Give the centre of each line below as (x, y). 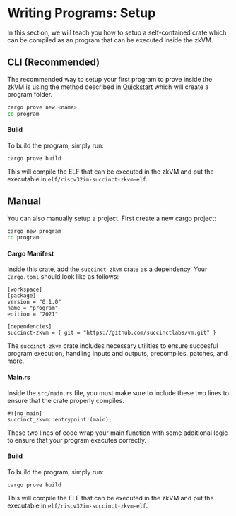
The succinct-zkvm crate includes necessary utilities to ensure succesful (113, 346)
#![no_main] (25, 413)
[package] (22, 296)
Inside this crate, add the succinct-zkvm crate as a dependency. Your (107, 269)
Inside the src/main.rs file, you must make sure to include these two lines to (118, 392)
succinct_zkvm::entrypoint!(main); (60, 419)
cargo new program (34, 231)
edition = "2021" (33, 314)
